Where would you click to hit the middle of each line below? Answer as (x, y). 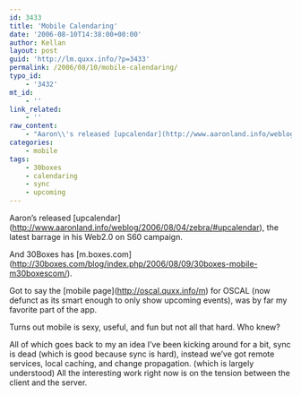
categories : (31, 142)
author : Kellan (38, 43)
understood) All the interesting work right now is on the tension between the (150, 373)
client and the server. (48, 382)
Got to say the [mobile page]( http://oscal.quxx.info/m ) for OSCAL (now (140, 291)
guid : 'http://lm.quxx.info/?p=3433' (80, 59)
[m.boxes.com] (104, 254)
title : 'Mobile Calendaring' (64, 26)
